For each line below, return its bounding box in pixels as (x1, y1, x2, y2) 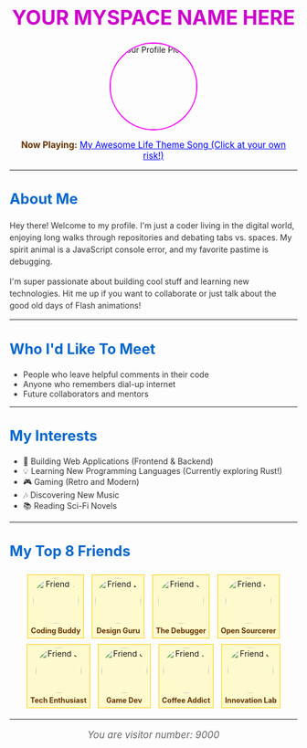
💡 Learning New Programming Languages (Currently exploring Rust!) (22, 465, 283, 476)
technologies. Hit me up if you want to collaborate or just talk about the (9, 288, 277, 300)
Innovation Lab (225, 695, 277, 705)
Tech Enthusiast (30, 695, 87, 705)
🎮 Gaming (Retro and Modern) (22, 476, 140, 487)
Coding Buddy (30, 626, 81, 636)
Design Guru (96, 626, 141, 636)
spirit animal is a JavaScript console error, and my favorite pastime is (9, 244, 270, 255)
